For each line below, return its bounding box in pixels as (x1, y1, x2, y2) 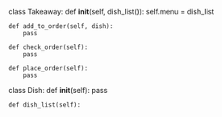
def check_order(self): (8, 43, 89, 51)
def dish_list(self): (8, 101, 82, 109)
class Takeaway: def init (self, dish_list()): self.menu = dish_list (8, 7, 215, 16)
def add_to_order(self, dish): (8, 22, 114, 30)
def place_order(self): (8, 64, 89, 72)
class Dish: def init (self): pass (8, 86, 108, 95)
